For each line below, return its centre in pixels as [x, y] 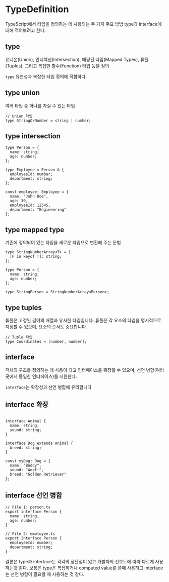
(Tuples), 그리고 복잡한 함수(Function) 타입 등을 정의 [57, 66]
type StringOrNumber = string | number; [48, 121]
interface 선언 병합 [34, 496]
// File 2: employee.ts [30, 534]
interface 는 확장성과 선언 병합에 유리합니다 [48, 387]
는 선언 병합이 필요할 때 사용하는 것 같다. [45, 574]
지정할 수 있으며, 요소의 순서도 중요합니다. [46, 327]
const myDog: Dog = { [28, 461]
